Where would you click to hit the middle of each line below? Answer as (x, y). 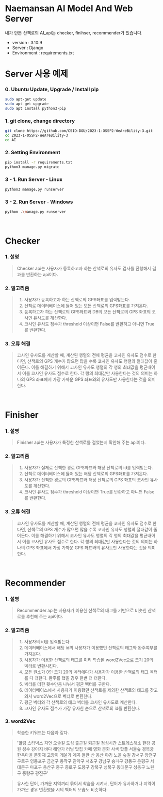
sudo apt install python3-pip (36, 109)
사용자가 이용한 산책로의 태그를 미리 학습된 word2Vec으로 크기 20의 (89, 660)
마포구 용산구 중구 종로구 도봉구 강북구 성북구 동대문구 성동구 (88, 767)
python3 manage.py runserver (34, 190)
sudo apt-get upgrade (27, 104)
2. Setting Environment (33, 152)
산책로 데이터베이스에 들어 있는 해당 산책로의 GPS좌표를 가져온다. (86, 474)
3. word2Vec (20, 721)
